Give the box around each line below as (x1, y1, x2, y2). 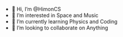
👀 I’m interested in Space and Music (11, 12, 98, 19)
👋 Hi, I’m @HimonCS (11, 6, 61, 12)
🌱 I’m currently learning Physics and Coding (11, 18, 118, 25)
